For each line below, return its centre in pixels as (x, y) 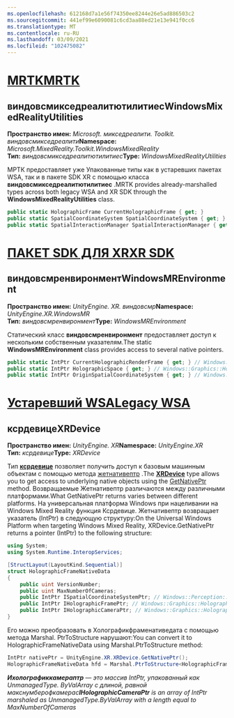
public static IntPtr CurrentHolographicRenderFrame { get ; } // (104, 362)
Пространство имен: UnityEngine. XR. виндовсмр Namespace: (100, 306)
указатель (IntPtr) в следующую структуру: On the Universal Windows (109, 518)
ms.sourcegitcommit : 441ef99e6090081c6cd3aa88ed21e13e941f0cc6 (101, 20)
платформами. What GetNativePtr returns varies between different (103, 496)
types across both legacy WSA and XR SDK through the (87, 192)
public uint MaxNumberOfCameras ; (68, 591)
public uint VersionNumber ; (60, 584)
